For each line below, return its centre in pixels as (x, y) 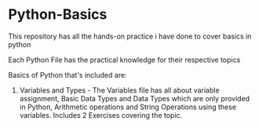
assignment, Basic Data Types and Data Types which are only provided (134, 98)
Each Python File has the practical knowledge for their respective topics (124, 60)
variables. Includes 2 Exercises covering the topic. (101, 115)
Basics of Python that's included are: (67, 75)
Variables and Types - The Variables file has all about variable (119, 90)
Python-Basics (58, 15)
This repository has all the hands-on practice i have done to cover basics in (130, 36)
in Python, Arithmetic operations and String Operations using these (128, 107)
